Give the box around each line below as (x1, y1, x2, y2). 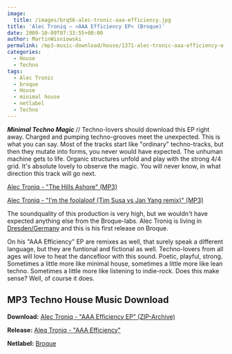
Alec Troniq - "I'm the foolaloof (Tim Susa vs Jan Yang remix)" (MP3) (7, 196, 204, 204)
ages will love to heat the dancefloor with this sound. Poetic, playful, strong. (7, 252, 223, 260)
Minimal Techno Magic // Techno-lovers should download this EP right (7, 125, 210, 133)
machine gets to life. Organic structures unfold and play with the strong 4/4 (7, 155, 222, 163)
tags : (7, 68, 23, 75)
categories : (7, 49, 41, 56)
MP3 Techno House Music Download (7, 294, 169, 306)
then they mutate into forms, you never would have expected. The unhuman (7, 147, 223, 155)
